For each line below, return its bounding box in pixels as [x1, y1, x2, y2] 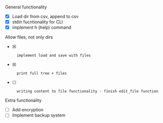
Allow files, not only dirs [5, 34, 54, 40]
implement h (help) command [12, 24, 72, 31]
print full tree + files [17, 71, 67, 76]
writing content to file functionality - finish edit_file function [17, 89, 159, 94]
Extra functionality [5, 97, 42, 104]
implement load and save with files [17, 53, 91, 58]
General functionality [5, 4, 47, 10]
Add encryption [12, 107, 44, 113]
